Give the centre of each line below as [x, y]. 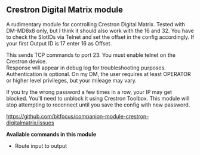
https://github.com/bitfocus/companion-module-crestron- [78, 116]
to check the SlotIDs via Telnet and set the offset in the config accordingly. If [100, 37]
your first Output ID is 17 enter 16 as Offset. [59, 43]
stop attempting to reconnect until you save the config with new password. [98, 105]
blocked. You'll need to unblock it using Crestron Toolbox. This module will [98, 98]
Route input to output [41, 145]
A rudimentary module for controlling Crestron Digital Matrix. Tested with [96, 24]
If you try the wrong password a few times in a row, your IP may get [89, 92]
